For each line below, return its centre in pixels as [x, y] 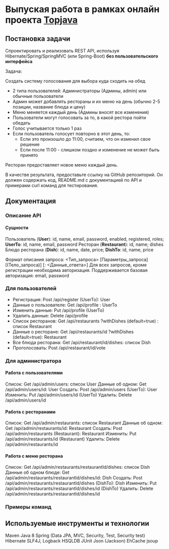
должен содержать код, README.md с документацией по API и [74, 180]
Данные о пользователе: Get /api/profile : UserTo [65, 305]
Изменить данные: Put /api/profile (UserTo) [58, 310]
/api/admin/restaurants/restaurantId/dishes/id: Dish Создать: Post [74, 478]
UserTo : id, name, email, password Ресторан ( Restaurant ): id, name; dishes [84, 244]
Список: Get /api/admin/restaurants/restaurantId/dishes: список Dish [78, 467]
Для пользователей [31, 289]
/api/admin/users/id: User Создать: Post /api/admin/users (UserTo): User [81, 389]
